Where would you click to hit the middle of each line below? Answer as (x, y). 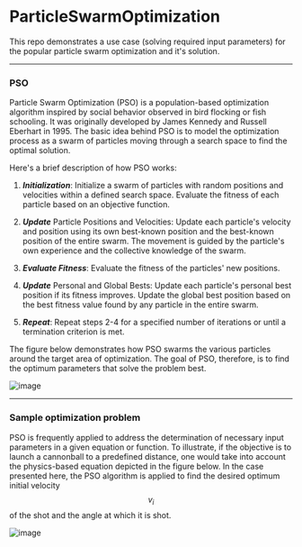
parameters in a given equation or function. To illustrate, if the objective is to (151, 447)
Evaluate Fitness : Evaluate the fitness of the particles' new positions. (151, 269)
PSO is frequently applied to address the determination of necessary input (147, 437)
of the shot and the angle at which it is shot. (90, 515)
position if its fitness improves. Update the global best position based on (156, 296)
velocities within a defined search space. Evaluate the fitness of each (151, 195)
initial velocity (35, 485)
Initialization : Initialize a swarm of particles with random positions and (153, 186)
